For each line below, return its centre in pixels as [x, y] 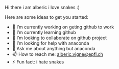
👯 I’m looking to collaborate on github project [59, 38]
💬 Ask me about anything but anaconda [54, 48]
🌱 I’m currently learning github [44, 32]
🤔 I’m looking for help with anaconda [51, 43]
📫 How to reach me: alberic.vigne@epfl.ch [57, 54]
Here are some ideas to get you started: [47, 17]
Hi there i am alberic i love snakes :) [42, 7]
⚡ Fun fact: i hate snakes [38, 62]
